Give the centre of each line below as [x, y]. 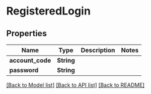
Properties [27, 33]
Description [98, 50]
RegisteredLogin [49, 11]
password [24, 70]
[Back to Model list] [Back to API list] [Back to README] [75, 85]
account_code [30, 60]
